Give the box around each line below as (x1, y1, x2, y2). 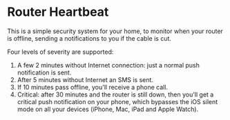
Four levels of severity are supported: (7, 48, 114, 56)
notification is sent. (17, 68, 72, 77)
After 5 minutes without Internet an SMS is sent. (17, 75, 154, 83)
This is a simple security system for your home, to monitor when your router (7, 27, 223, 35)
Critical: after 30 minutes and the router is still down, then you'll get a (17, 90, 214, 99)
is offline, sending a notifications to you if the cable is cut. (7, 34, 171, 42)
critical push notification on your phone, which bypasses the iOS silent (17, 97, 218, 106)
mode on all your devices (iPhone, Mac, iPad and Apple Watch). (17, 105, 199, 113)
